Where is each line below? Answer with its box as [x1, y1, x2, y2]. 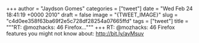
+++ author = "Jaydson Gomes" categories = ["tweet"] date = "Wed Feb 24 [6, 5, 194, 12]
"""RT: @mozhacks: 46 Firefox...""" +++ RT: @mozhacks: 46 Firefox [6, 24, 176, 31]
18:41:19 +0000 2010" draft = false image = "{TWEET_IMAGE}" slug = [6, 11, 179, 18]
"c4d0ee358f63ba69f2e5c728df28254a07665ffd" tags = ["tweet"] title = [6, 18, 189, 24]
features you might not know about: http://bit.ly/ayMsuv [6, 30, 144, 37]
